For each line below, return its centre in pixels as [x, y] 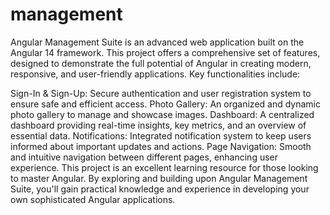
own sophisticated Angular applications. [93, 199]
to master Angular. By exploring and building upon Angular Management [159, 178]
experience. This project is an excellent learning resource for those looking [164, 167]
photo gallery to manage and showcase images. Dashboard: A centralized [162, 114]
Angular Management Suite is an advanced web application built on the [157, 42]
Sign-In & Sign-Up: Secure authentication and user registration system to [161, 93]
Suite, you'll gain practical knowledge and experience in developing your [160, 189]
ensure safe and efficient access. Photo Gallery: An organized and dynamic [165, 104]
